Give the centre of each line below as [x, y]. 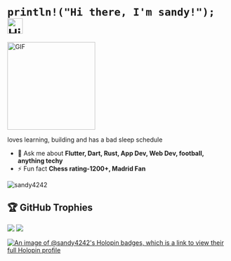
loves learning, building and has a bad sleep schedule [85, 140]
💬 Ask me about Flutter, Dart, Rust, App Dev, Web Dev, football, [111, 153]
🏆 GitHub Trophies [50, 208]
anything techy [40, 161]
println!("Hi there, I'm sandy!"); [111, 12]
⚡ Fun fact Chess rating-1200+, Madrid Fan [81, 168]
